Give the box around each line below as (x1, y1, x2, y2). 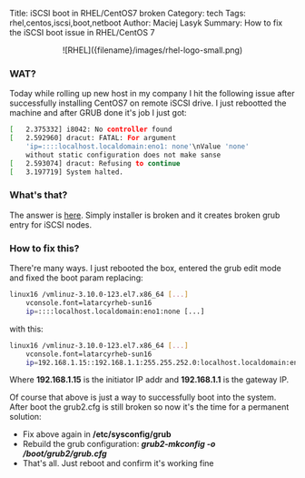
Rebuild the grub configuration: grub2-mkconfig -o (22, 439, 216, 450)
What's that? (9, 188, 68, 201)
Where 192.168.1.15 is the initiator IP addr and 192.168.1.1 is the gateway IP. (9, 374, 290, 385)
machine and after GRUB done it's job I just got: (9, 107, 188, 118)
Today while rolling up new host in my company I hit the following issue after (9, 88, 295, 99)
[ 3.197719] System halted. (9, 168, 124, 177)
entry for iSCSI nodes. (9, 219, 93, 230)
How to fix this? (9, 241, 80, 254)
